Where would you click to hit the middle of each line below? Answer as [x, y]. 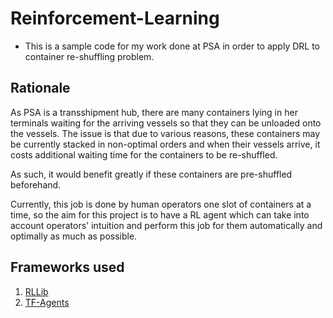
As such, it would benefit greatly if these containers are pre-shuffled [151, 174]
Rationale [40, 88]
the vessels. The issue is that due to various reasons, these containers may [165, 133]
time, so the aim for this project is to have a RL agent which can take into [160, 214]
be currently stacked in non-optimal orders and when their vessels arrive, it [165, 144]
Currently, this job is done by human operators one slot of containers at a [161, 204]
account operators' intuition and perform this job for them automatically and [166, 225]
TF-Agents [47, 302]
